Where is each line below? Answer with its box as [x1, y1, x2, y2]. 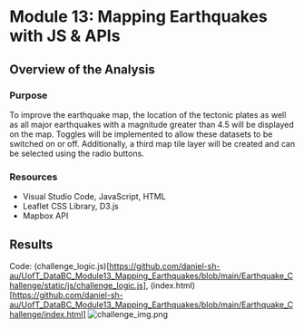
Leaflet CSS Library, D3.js [22, 201, 120, 212]
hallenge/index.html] [9, 308, 86, 319]
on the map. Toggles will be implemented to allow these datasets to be [9, 129, 273, 140]
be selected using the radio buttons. [9, 148, 145, 159]
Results [9, 237, 54, 252]
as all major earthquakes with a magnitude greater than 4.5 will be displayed [9, 119, 295, 130]
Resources [9, 170, 58, 183]
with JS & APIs [9, 25, 121, 46]
